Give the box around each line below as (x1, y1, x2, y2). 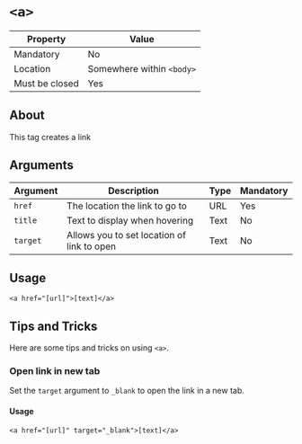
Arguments (9, 157, 75, 173)
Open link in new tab (9, 365, 101, 377)
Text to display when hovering (67, 214, 194, 226)
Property (26, 32, 67, 45)
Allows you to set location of (67, 228, 187, 241)
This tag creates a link (9, 131, 92, 142)
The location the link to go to (67, 200, 187, 212)
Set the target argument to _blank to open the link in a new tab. (9, 386, 245, 396)
